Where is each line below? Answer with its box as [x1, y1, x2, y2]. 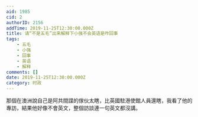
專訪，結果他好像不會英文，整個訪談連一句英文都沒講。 [6, 105, 141, 111]
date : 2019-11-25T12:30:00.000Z [6, 74, 86, 80]
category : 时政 [6, 80, 42, 86]
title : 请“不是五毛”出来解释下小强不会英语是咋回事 [6, 31, 118, 37]
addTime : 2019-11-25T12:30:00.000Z [6, 25, 94, 31]
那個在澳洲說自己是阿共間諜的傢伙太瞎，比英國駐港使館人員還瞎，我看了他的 [6, 97, 193, 104]
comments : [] [6, 69, 38, 75]
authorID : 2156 [6, 19, 44, 25]
